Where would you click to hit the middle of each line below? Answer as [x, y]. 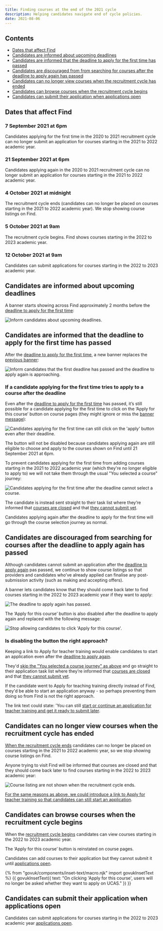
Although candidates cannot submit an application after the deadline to [76, 564]
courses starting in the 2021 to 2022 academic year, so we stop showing [78, 750]
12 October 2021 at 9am [34, 255]
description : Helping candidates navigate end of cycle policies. [74, 14]
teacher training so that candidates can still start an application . [69, 800]
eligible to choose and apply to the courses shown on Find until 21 [71, 448]
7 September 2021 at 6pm [36, 126]
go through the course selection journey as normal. [56, 522]
